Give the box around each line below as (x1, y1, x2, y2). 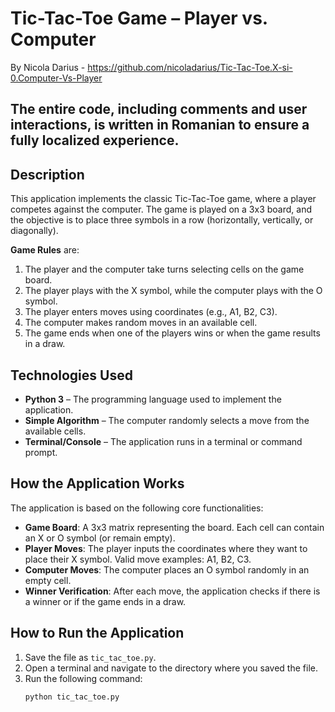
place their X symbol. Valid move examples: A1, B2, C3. (24, 553, 252, 565)
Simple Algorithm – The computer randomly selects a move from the (24, 414, 310, 426)
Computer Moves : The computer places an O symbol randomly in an (24, 563, 310, 576)
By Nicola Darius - (10, 61, 86, 73)
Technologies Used (10, 367, 133, 384)
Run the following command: (24, 672, 143, 684)
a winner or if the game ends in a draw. (24, 595, 187, 607)
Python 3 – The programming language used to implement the (24, 393, 282, 405)
